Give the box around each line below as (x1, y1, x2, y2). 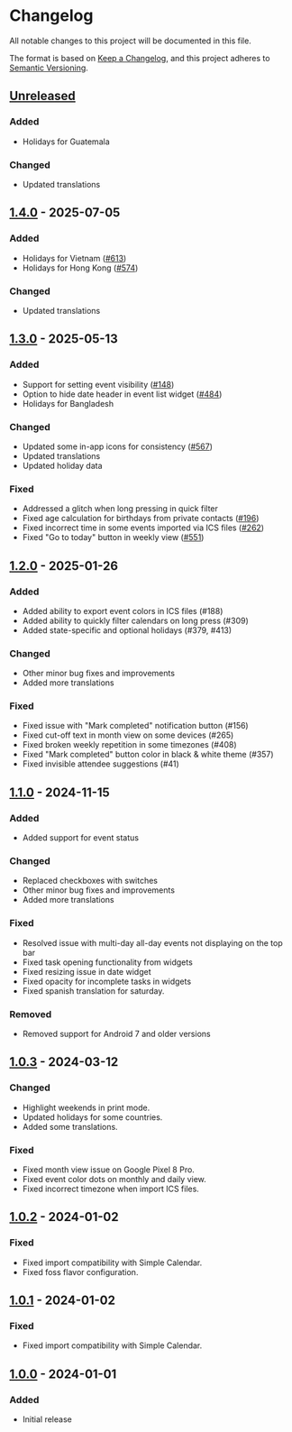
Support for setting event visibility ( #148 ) (22, 379, 175, 390)
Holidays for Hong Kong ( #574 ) (22, 262, 139, 273)
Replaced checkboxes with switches (22, 876, 158, 886)
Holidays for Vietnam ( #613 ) (22, 252, 127, 263)
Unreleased (9, 88, 77, 104)
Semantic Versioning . (9, 62, 88, 73)
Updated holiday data (22, 460, 103, 471)
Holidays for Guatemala (22, 136, 110, 147)
